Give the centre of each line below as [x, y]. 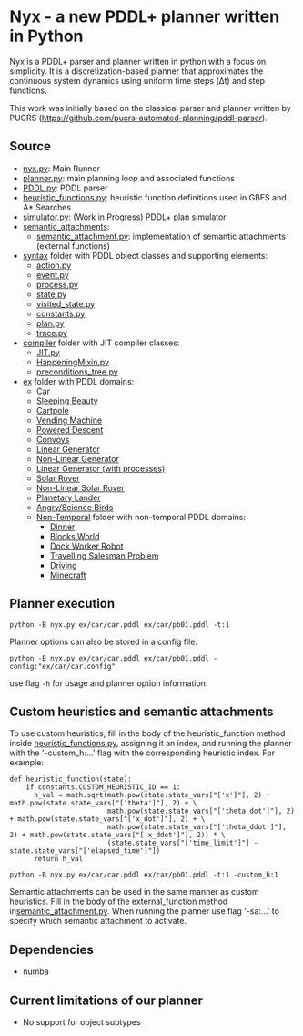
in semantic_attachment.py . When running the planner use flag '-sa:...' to [145, 911]
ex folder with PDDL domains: [78, 381]
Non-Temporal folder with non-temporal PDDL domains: [141, 517]
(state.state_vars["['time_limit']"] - [182, 843]
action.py [54, 265]
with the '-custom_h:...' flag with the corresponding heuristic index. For [142, 753]
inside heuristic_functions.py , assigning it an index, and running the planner [151, 744]
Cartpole [53, 410]
